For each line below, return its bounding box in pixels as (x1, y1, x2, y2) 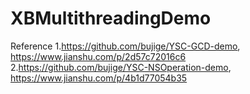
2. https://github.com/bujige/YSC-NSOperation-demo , (10, 61, 232, 73)
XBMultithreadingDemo (10, 7, 212, 30)
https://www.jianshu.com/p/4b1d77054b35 (10, 72, 188, 84)
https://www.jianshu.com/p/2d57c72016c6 (10, 50, 187, 62)
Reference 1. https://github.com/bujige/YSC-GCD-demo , (10, 40, 241, 52)
